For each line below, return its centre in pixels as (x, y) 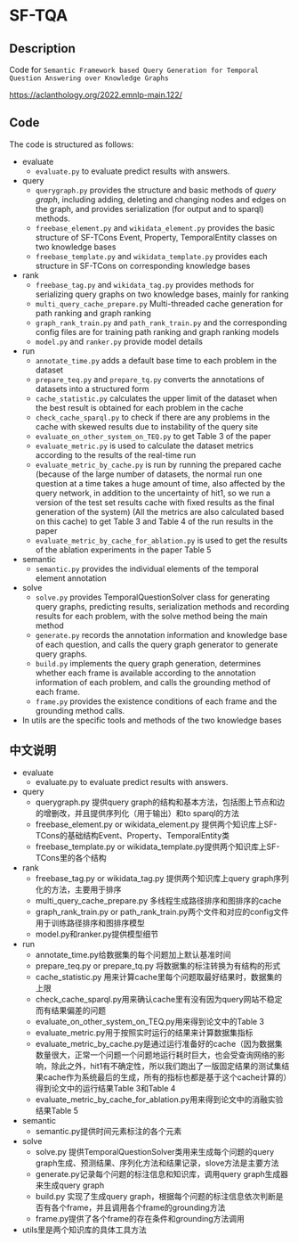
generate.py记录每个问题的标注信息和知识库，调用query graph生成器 (162, 1173)
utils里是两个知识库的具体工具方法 (84, 1230)
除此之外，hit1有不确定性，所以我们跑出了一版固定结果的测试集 (166, 1066)
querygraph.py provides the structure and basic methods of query (156, 190)
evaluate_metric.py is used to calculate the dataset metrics (144, 446)
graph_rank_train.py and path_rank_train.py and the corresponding (161, 323)
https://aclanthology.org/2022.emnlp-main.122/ (96, 95)
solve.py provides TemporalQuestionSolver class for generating (153, 597)
